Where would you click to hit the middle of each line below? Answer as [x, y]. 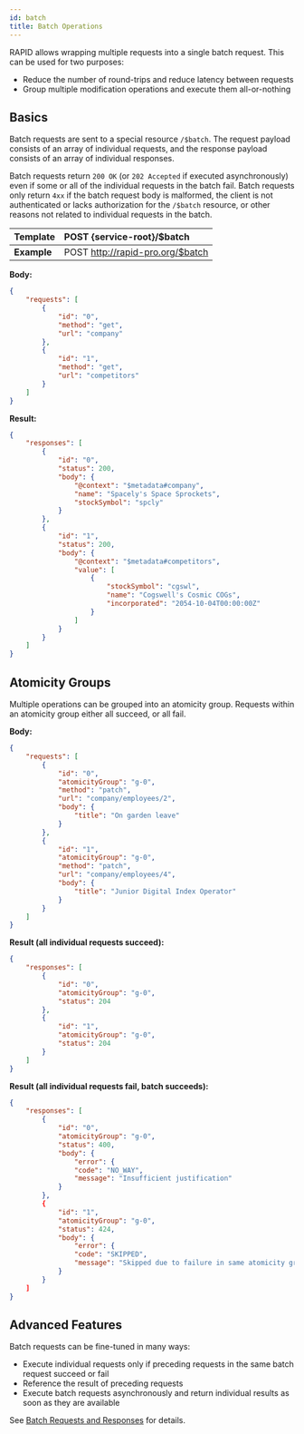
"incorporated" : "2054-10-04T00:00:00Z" [183, 604]
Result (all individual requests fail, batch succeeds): [109, 1086]
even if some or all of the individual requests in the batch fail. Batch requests [152, 186]
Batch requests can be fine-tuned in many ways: [100, 1347]
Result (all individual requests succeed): [87, 942]
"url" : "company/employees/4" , [117, 875]
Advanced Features [66, 1325]
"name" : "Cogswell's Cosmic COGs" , [174, 595]
